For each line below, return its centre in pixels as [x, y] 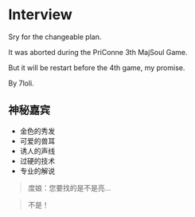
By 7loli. [21, 83]
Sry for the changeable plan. [55, 37]
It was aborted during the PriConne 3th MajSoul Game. [98, 52]
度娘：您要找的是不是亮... [69, 187]
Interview [41, 15]
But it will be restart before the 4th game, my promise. [97, 67]
